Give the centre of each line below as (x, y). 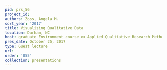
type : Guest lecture (27, 46)
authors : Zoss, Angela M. (32, 19)
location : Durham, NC (28, 33)
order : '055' (19, 55)
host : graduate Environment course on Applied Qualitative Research (78, 37)
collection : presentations (33, 60)
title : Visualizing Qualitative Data (44, 28)
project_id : (17, 14)
